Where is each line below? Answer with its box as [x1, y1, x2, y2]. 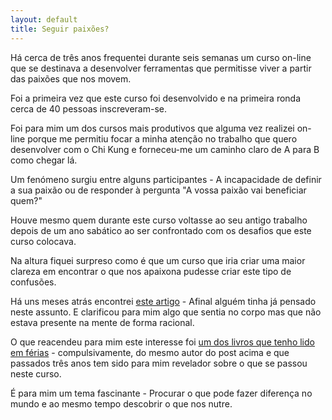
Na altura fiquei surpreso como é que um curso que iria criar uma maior [10, 254, 306, 266]
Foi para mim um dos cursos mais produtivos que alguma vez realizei [10, 122, 295, 134]
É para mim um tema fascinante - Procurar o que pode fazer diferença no [10, 387, 313, 399]
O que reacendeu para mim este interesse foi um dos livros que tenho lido [10, 336, 315, 348]
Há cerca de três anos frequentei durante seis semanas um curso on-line [10, 51, 312, 63]
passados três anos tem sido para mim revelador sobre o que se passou [10, 357, 308, 369]
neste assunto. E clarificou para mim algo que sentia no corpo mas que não [10, 306, 322, 318]
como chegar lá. [10, 154, 78, 166]
